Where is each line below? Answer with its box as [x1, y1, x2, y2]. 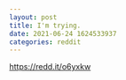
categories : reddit [9, 37, 82, 47]
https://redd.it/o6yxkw [9, 62, 91, 72]
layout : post [9, 12, 58, 22]
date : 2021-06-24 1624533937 [9, 29, 117, 38]
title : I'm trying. [9, 21, 82, 30]
